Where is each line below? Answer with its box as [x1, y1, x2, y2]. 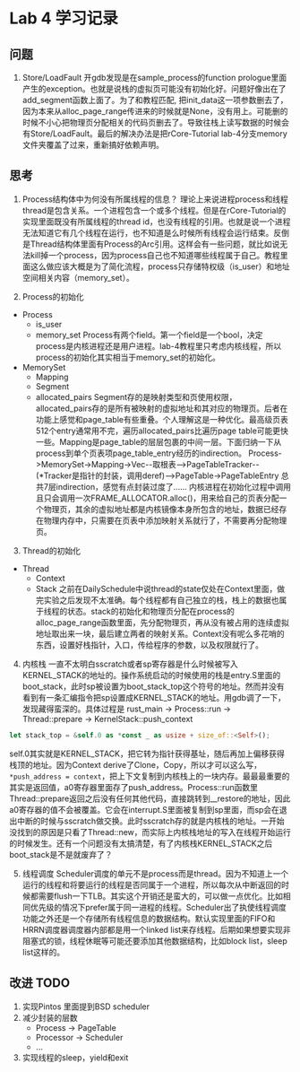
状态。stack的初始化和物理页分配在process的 [66, 606, 236, 616]
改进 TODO [9, 975, 70, 991]
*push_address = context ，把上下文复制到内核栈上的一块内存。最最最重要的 [9, 771, 290, 781]
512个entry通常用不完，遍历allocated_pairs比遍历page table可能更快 [35, 425, 289, 436]
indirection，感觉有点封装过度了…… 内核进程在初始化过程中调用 [56, 481, 292, 492]
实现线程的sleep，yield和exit [21, 1051, 129, 1063]
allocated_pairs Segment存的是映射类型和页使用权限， [35, 391, 237, 402]
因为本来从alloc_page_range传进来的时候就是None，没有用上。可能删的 [21, 106, 288, 117]
